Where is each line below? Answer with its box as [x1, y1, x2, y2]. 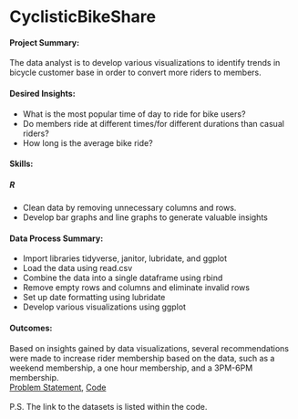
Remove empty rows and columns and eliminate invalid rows [22, 282, 251, 293]
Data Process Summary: [9, 233, 104, 244]
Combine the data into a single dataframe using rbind [22, 272, 223, 284]
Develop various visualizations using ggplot [22, 301, 187, 312]
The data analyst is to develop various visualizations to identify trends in [9, 58, 281, 68]
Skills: [9, 158, 34, 170]
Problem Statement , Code [9, 382, 107, 393]
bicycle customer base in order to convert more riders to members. [9, 67, 262, 79]
